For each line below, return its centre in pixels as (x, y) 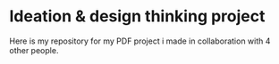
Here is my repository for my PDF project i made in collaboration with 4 (140, 41)
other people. (34, 50)
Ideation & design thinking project (137, 16)
